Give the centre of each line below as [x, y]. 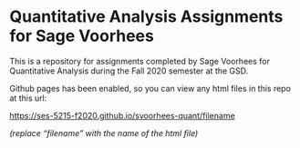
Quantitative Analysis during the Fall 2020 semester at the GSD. [129, 71]
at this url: [28, 98]
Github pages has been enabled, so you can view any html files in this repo [150, 88]
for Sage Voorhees [82, 36]
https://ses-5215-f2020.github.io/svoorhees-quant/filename [122, 115]
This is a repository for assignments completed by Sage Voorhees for [140, 61]
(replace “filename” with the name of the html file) [104, 133]
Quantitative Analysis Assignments [146, 17]
